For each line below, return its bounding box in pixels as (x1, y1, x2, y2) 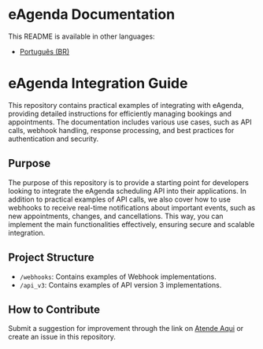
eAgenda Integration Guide (8, 75, 188, 92)
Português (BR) (19, 46, 70, 56)
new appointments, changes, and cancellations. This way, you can (8, 211, 224, 221)
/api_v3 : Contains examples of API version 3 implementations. (19, 280, 222, 289)
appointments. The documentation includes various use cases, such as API (8, 117, 252, 127)
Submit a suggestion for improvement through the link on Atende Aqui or (8, 324, 244, 333)
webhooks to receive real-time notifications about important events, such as (8, 202, 256, 212)
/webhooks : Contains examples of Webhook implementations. (19, 272, 217, 281)
